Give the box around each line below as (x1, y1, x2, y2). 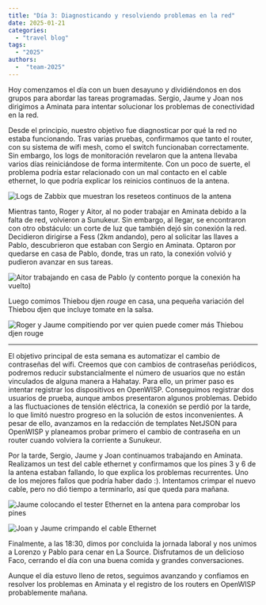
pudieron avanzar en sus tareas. (8, 257, 113, 266)
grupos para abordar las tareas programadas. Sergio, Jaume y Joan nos (8, 93, 244, 103)
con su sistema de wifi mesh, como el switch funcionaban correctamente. (8, 142, 249, 151)
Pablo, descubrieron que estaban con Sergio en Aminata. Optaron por (8, 240, 236, 249)
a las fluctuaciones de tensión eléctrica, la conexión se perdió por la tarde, (8, 401, 252, 411)
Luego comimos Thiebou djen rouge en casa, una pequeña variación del (8, 296, 245, 306)
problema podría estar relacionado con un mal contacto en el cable (8, 167, 227, 177)
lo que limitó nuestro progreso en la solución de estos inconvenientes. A (8, 409, 244, 420)
